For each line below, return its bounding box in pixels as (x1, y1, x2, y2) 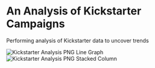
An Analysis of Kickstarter (6, 4, 142, 18)
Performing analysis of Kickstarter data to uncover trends (6, 37, 149, 44)
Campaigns (6, 17, 65, 31)
